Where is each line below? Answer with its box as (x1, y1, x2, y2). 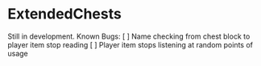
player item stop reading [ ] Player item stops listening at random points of (7, 39, 253, 49)
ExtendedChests (7, 5, 122, 23)
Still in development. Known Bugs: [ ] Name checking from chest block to (7, 31, 251, 41)
